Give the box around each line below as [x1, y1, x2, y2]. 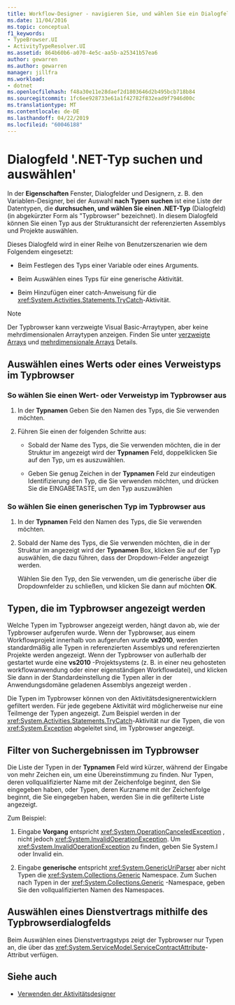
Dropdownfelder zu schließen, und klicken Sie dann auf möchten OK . [17, 582, 217, 591]
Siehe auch [7, 971, 57, 983]
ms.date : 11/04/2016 [7, 17, 68, 24]
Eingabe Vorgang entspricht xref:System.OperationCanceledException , [17, 828, 225, 836]
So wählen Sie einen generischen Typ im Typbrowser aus [7, 502, 206, 512]
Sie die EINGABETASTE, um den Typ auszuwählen [27, 485, 173, 493]
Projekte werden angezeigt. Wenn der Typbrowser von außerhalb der [7, 651, 207, 659]
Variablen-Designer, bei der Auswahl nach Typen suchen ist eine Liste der [7, 197, 222, 205]
